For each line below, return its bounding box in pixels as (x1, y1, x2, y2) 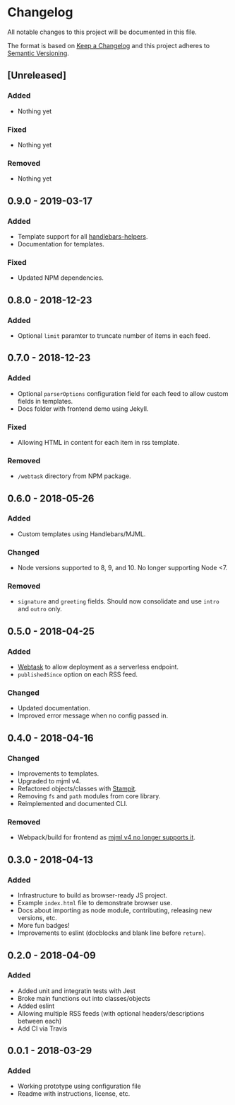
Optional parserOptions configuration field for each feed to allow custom (17, 389, 229, 397)
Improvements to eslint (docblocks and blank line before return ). (17, 929, 206, 937)
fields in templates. (17, 397, 73, 405)
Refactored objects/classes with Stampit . (17, 784, 138, 793)
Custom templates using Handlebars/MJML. (17, 529, 146, 538)
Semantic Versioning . (7, 49, 69, 57)
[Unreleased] (7, 69, 67, 81)
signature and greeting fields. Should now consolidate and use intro (17, 597, 220, 606)
